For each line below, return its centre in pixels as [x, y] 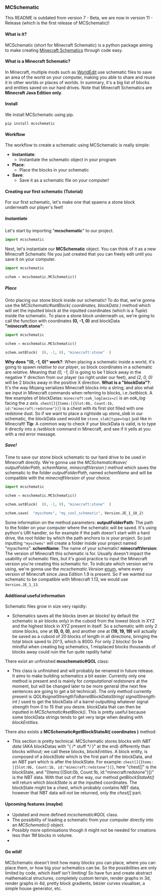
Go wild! [14, 851]
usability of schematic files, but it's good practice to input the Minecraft [76, 558]
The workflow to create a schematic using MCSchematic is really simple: [77, 145]
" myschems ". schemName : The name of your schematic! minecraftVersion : [81, 548]
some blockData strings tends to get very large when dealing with [78, 717]
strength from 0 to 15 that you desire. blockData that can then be [76, 707]
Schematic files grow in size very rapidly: [46, 606]
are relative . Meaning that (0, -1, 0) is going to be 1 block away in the [73, 372]
